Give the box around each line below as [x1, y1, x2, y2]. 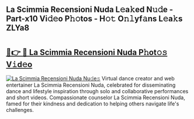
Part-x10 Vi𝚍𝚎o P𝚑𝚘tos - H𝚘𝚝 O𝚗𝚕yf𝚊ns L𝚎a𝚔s [6, 14, 183, 24]
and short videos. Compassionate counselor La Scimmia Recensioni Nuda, [6, 94, 185, 101]
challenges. [6, 107, 34, 113]
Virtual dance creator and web [101, 75, 175, 81]
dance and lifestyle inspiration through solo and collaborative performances [6, 88, 189, 94]
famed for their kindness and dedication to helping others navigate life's [6, 100, 179, 107]
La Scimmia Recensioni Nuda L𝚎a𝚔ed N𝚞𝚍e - [6, 5, 174, 15]
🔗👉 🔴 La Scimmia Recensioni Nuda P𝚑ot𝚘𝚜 [6, 47, 168, 57]
